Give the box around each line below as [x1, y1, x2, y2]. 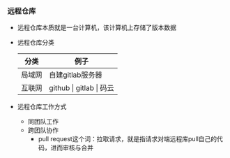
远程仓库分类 [17, 38, 54, 47]
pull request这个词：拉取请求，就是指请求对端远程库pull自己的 [38, 135, 217, 143]
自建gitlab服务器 [48, 70, 102, 80]
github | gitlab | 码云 [48, 83, 114, 93]
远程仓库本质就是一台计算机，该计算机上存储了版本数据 [17, 23, 176, 32]
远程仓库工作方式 [17, 103, 67, 111]
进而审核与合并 [50, 143, 94, 152]
